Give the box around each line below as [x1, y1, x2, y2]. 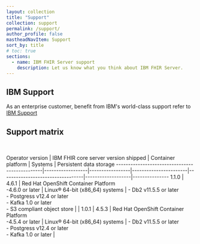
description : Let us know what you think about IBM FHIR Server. [17, 64, 184, 71]
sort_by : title [6, 43, 44, 49]
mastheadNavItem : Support [6, 37, 71, 43]
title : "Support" [6, 14, 50, 20]
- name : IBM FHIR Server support [11, 59, 95, 65]
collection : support [6, 20, 58, 26]
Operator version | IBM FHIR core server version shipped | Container [6, 154, 175, 161]
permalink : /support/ [6, 25, 60, 32]
